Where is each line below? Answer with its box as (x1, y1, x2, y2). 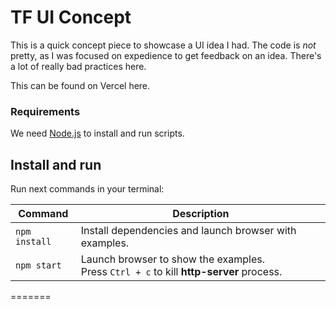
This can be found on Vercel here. (10, 79, 151, 91)
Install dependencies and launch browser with (80, 224, 297, 238)
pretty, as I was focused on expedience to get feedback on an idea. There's (10, 49, 322, 61)
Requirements (10, 104, 81, 118)
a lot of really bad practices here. (10, 60, 147, 72)
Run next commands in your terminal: (10, 183, 165, 195)
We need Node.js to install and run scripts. (10, 127, 185, 140)
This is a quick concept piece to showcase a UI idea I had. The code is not (10, 39, 317, 51)
